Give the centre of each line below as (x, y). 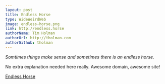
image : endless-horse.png (32, 24)
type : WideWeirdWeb (26, 19)
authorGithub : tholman (29, 43)
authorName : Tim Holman (30, 33)
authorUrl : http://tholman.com (38, 38)
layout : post (19, 10)
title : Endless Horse (28, 15)
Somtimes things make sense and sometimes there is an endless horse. (80, 57)
